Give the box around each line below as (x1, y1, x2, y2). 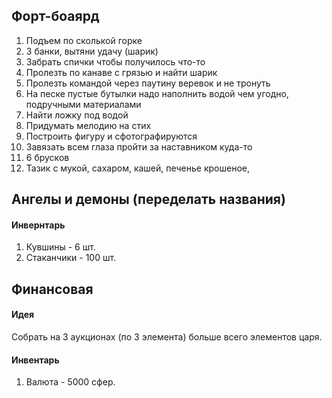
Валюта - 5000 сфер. (25, 376, 116, 388)
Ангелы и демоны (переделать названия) (11, 191, 286, 208)
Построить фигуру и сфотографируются (25, 130, 198, 142)
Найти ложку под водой (25, 109, 129, 121)
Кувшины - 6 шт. (25, 241, 96, 253)
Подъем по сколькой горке (25, 34, 143, 46)
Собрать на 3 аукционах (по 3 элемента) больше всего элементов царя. (11, 331, 323, 343)
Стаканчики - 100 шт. (25, 252, 117, 264)
